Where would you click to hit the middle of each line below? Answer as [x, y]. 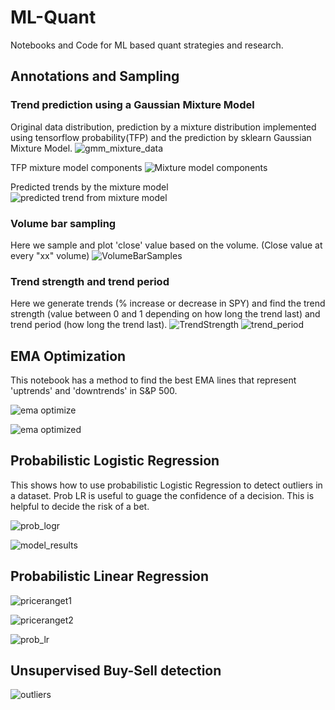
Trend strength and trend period [90, 281]
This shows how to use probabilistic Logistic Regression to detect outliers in [166, 485]
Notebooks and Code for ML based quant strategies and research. [147, 45]
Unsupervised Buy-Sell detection [116, 671]
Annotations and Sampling [95, 76]
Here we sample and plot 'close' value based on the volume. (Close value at [166, 245]
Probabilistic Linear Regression [110, 576]
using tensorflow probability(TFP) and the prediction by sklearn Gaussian [161, 137]
